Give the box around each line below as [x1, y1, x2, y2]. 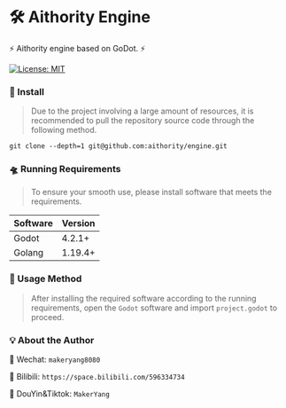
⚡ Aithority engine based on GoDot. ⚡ [9, 43, 146, 53]
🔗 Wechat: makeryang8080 [9, 354, 101, 365]
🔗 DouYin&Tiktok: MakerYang [9, 388, 111, 399]
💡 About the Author [9, 333, 95, 346]
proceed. [30, 311, 65, 322]
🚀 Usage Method [9, 272, 82, 285]
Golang [13, 246, 44, 258]
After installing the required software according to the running [30, 293, 257, 303]
